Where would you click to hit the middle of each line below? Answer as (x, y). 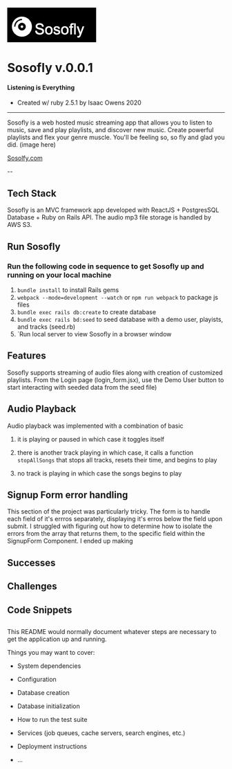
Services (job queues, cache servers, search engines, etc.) (101, 733)
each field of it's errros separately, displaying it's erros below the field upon (115, 519)
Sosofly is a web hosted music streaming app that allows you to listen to (110, 123)
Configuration (37, 679)
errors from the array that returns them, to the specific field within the (106, 534)
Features (27, 356)
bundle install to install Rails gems (68, 290)
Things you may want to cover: (51, 652)
